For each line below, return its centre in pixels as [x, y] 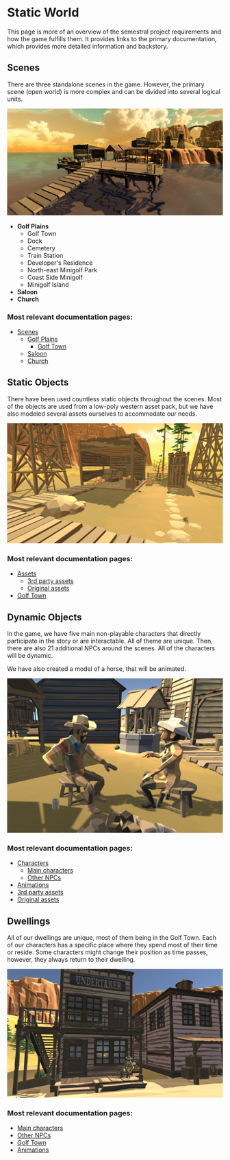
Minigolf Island [48, 284]
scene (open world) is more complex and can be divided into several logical [114, 91]
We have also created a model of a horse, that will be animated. [97, 669]
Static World [43, 13]
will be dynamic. [30, 656]
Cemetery [41, 248]
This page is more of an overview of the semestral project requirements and [114, 32]
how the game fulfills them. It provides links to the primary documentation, [112, 38]
